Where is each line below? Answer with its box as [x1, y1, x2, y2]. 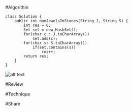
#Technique [5, 91, 30, 97]
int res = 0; [23, 23, 51, 28]
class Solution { [5, 14, 42, 19]
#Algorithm [5, 5, 29, 10]
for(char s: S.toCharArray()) [23, 40, 87, 45]
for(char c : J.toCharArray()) [23, 32, 90, 37]
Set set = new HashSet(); [23, 27, 79, 32]
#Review [5, 81, 24, 87]
